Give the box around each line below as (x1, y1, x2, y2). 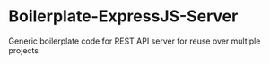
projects (8, 44, 39, 55)
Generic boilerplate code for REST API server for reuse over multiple (8, 36, 261, 46)
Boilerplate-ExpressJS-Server (8, 6, 239, 27)
